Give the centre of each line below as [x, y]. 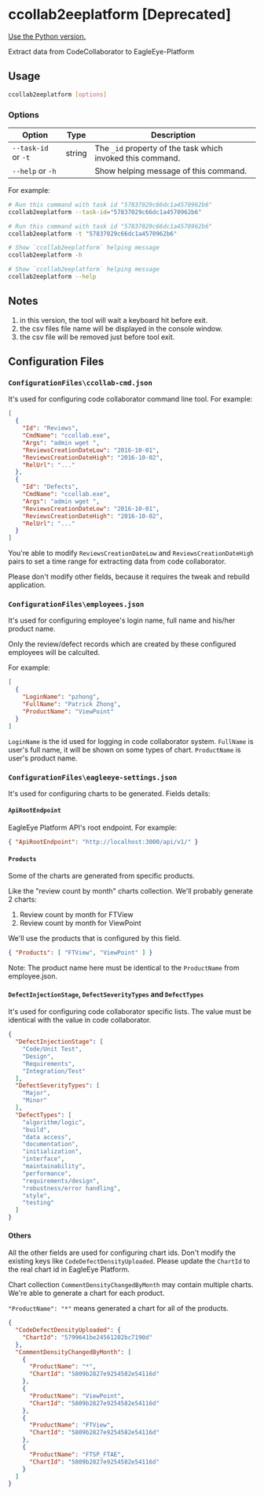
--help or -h [34, 171]
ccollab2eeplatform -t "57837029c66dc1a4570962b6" [93, 234]
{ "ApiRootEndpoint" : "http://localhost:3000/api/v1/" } [103, 842]
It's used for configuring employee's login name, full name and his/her [122, 620]
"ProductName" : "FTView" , [71, 1425]
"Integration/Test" [54, 1071]
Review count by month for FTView [76, 915]
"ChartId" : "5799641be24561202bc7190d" [88, 1337]
